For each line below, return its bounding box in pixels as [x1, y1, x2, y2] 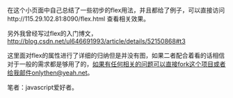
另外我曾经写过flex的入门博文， [7, 30, 97, 37]
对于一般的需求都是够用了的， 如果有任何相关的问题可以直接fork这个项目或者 [7, 60, 226, 68]
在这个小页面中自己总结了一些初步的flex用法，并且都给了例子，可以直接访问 [7, 6, 225, 14]
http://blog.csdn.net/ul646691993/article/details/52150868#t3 [7, 37, 186, 45]
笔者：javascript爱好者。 [7, 84, 79, 91]
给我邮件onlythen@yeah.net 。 [7, 68, 94, 77]
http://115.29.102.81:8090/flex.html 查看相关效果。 [7, 14, 150, 23]
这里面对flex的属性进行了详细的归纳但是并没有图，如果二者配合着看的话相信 [7, 51, 225, 59]
